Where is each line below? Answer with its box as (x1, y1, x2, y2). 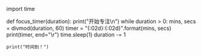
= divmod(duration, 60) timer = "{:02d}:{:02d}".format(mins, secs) (6, 24, 172, 32)
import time (6, 5, 35, 12)
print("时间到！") (6, 44, 49, 50)
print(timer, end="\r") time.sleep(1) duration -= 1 (6, 31, 126, 38)
